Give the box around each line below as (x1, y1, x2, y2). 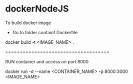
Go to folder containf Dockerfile (12, 29, 78, 35)
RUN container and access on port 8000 (5, 58, 89, 64)
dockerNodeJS (5, 3, 69, 15)
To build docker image (5, 20, 51, 26)
